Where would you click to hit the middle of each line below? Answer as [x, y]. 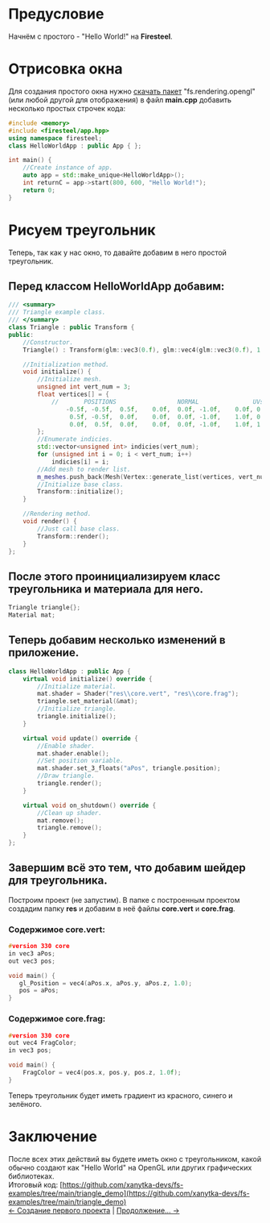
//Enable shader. [66, 746]
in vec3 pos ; [30, 1050]
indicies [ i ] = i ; [80, 462]
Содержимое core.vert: [57, 930]
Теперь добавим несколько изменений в [117, 641]
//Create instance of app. [68, 168]
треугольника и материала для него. [106, 589]
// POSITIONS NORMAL [125, 401]
